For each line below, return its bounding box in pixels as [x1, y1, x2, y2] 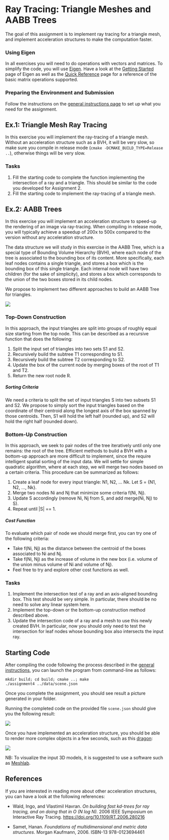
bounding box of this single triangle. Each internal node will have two [5, 266, 148, 272]
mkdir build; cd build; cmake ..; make [5, 677, 89, 682]
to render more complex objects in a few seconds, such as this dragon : [5, 735, 153, 742]
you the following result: [5, 711, 55, 717]
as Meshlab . [5, 760, 31, 766]
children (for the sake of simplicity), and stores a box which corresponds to [5, 271, 161, 277]
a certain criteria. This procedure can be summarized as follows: [5, 469, 139, 475]
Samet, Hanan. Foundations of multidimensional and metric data [12, 823, 147, 829]
